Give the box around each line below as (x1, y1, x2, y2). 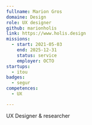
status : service (17, 52, 58, 58)
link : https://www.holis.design (6, 31, 86, 37)
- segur (11, 80, 31, 86)
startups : (6, 63, 31, 70)
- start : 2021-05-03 (11, 42, 62, 48)
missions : (6, 36, 31, 42)
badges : (6, 74, 26, 80)
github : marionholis (6, 25, 58, 31)
